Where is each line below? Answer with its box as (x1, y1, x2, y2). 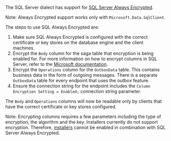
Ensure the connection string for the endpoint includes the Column (12, 83, 151, 89)
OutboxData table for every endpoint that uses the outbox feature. (12, 78, 150, 83)
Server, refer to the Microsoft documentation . (12, 61, 108, 67)
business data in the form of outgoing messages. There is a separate (12, 72, 158, 78)
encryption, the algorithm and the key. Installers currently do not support (5, 119, 158, 125)
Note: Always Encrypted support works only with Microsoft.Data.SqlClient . (5, 14, 166, 20)
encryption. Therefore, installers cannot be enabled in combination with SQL (5, 125, 166, 130)
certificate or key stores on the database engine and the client (12, 39, 144, 45)
